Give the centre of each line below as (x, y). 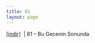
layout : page (22, 17)
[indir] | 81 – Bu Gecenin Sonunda (48, 34)
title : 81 (18, 11)
